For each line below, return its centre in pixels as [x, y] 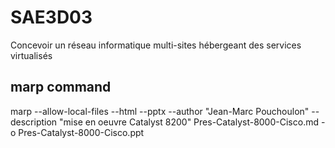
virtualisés [31, 55]
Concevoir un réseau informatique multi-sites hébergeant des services [156, 45]
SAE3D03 [51, 17]
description [34, 122]
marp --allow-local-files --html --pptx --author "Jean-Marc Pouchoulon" [160, 111]
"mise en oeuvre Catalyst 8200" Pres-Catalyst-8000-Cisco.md [189, 122]
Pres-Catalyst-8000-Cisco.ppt [81, 132]
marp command [61, 87]
